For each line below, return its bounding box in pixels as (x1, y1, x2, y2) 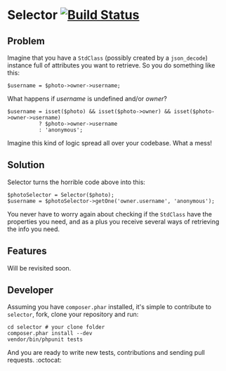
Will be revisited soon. (7, 263, 72, 272)
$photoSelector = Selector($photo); (7, 191, 114, 198)
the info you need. (7, 225, 60, 233)
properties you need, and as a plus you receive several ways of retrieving (7, 217, 220, 226)
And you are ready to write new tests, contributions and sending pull (7, 349, 205, 357)
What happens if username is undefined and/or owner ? (7, 95, 167, 103)
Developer (7, 285, 54, 297)
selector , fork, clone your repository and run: (7, 310, 139, 319)
